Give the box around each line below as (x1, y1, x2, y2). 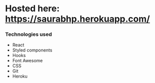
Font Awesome (12, 57, 43, 64)
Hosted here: (5, 3, 60, 14)
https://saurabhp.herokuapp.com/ (5, 13, 150, 25)
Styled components (12, 47, 52, 53)
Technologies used (5, 31, 52, 38)
